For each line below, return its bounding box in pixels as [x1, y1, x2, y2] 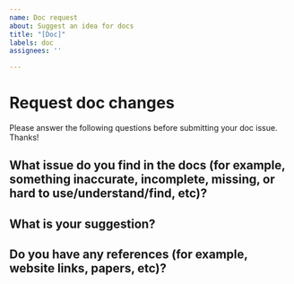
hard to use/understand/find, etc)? [9, 185, 208, 202]
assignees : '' [9, 47, 63, 56]
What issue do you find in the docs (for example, [9, 158, 286, 173]
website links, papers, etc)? [9, 261, 168, 276]
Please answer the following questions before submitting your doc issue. [9, 123, 278, 133]
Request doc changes [9, 93, 175, 113]
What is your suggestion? [9, 216, 156, 231]
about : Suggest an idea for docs [9, 22, 134, 30]
